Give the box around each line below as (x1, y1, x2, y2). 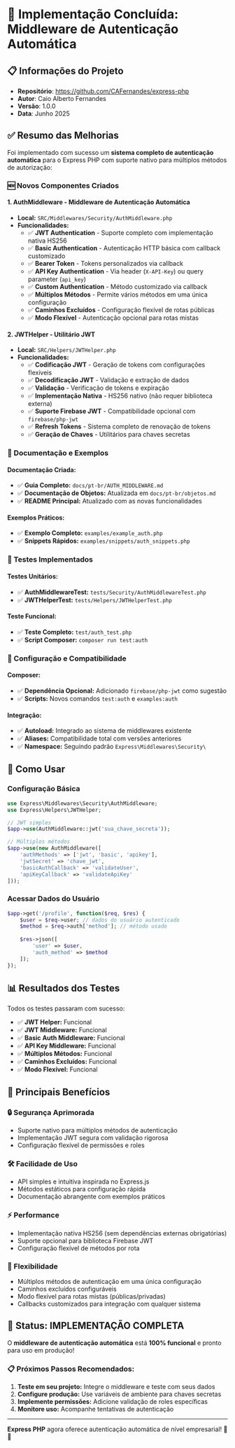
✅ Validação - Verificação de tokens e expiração (27, 384, 169, 392)
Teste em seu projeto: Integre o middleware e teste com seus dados (17, 1383, 215, 1391)
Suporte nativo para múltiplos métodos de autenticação (17, 1126, 178, 1135)
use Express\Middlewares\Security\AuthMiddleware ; (7, 799, 158, 807)
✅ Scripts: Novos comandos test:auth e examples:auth (17, 694, 178, 703)
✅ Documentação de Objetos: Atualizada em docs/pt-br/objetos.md (17, 489, 216, 497)
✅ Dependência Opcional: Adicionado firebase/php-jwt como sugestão (17, 686, 227, 695)
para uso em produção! (7, 1346, 75, 1354)
